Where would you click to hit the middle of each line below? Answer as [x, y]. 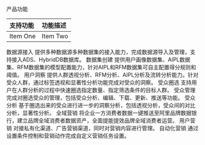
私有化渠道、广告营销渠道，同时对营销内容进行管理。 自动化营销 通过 [111, 128]
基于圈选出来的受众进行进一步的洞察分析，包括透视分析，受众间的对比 [107, 105]
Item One [23, 36]
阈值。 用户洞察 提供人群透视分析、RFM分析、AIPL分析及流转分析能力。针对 [102, 75]
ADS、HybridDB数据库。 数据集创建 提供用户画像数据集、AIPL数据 [106, 59]
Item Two [55, 36]
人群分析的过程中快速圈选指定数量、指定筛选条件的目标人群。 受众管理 [106, 90]
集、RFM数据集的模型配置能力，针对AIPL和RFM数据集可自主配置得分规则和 [102, 67]
